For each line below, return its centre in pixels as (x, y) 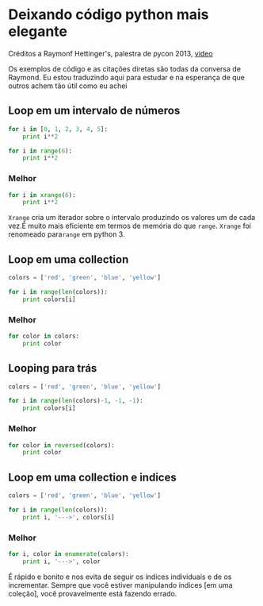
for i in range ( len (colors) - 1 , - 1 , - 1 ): (76, 401)
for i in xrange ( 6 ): (42, 195)
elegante (38, 31)
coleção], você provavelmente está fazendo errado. (93, 593)
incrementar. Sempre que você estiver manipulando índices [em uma (120, 585)
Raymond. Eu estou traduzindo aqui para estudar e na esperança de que (127, 77)
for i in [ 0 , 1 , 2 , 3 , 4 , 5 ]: (58, 129)
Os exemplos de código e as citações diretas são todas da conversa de (125, 68)
